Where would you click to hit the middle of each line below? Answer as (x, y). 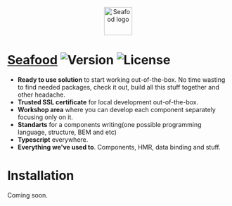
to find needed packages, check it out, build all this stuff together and (118, 87)
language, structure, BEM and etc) (67, 132)
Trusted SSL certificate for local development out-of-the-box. (108, 102)
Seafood (33, 60)
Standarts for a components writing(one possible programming (109, 124)
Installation (41, 176)
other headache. (41, 95)
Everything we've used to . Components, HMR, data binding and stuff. (119, 147)
